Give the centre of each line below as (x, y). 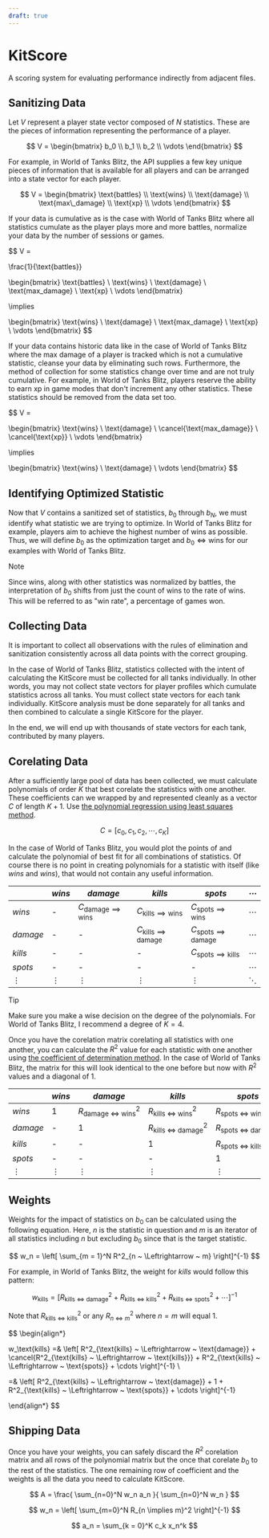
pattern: (21, 1280)
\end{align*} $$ (34, 1405)
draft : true (28, 16)
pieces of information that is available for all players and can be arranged (129, 170)
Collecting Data (48, 626)
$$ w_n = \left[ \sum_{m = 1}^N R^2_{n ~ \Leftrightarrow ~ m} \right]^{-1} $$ (134, 1256)
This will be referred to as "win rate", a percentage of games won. (117, 601)
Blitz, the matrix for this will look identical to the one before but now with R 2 (132, 1067)
